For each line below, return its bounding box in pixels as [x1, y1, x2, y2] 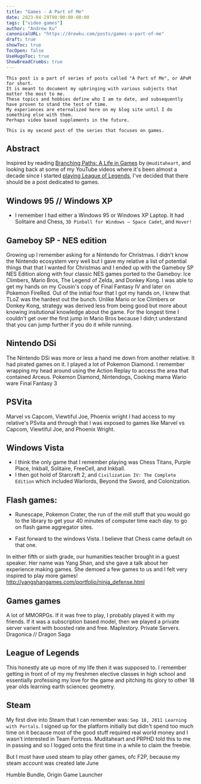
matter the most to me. [6, 91, 66, 97]
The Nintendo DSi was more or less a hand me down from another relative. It [6, 354, 195, 362]
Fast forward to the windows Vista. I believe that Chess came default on [14, 535, 193, 543]
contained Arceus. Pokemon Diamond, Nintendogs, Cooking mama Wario [6, 373, 187, 380]
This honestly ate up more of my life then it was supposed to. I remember [6, 664, 187, 671]
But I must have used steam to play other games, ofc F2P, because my [6, 753, 181, 760]
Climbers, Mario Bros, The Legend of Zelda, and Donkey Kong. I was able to [6, 276, 193, 284]
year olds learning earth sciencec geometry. [6, 682, 115, 690]
